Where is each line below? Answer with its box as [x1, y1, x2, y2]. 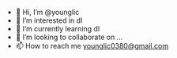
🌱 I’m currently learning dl [15, 24, 100, 33]
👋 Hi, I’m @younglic [15, 8, 80, 16]
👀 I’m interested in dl [15, 16, 83, 25]
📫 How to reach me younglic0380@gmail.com [15, 42, 168, 50]
